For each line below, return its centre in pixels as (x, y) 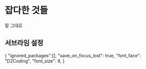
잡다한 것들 (26, 10)
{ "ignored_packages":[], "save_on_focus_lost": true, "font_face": (73, 55)
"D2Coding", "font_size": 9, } (35, 61)
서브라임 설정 (24, 43)
